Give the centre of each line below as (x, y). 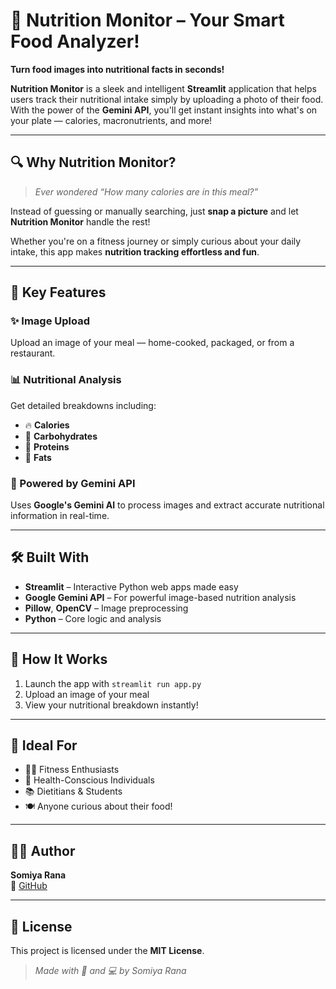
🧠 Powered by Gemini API (73, 483)
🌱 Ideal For (44, 745)
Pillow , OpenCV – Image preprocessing (106, 608)
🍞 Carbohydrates (61, 436)
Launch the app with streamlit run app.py (113, 683)
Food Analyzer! (75, 41)
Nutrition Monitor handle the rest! (80, 221)
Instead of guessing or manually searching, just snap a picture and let (154, 211)
